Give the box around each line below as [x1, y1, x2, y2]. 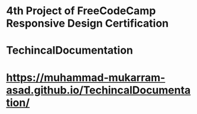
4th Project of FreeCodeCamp [6, 4, 156, 18]
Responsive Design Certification [6, 17, 169, 30]
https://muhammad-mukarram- [6, 71, 166, 84]
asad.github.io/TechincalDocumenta [6, 83, 191, 97]
